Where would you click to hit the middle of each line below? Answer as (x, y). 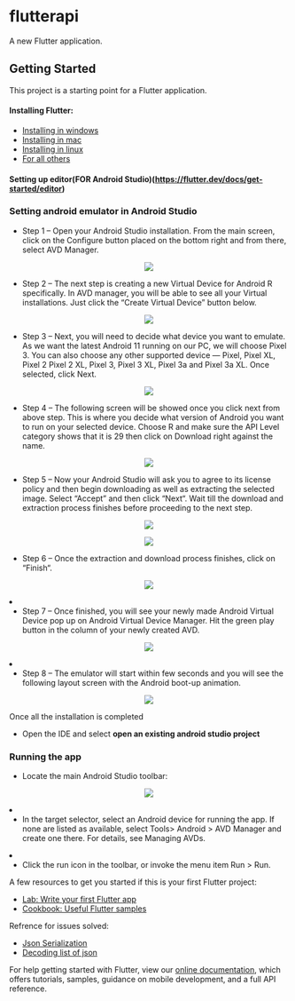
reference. (28, 989)
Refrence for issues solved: (59, 926)
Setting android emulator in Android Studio (103, 211)
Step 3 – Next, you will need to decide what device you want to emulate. (154, 336)
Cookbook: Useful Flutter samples (84, 909)
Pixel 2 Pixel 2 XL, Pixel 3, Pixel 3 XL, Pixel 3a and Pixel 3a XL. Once (146, 364)
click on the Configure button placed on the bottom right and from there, (154, 240)
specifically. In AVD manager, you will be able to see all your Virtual (144, 293)
